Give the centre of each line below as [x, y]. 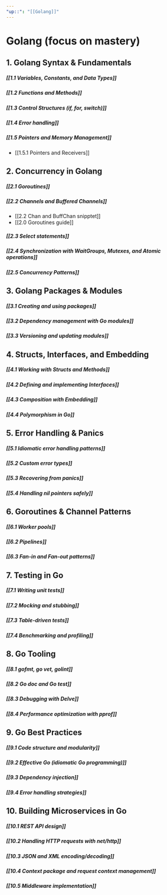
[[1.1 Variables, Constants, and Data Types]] [61, 78]
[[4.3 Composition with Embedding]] [52, 399]
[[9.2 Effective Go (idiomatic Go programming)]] [66, 763]
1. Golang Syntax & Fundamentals [69, 63]
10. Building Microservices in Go [66, 811]
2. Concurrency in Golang [54, 172]
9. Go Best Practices [44, 733]
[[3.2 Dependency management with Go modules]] [70, 321]
